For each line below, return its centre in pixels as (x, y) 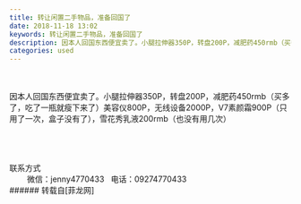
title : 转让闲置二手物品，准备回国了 (70, 17)
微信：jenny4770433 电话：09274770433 (107, 179)
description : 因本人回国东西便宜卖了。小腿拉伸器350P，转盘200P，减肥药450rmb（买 (150, 42)
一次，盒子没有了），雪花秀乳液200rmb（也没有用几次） (128, 119)
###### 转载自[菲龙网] (52, 191)
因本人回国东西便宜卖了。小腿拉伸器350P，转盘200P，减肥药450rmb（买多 (150, 97)
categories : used (42, 51)
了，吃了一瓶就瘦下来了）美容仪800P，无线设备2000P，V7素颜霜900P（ (145, 107)
